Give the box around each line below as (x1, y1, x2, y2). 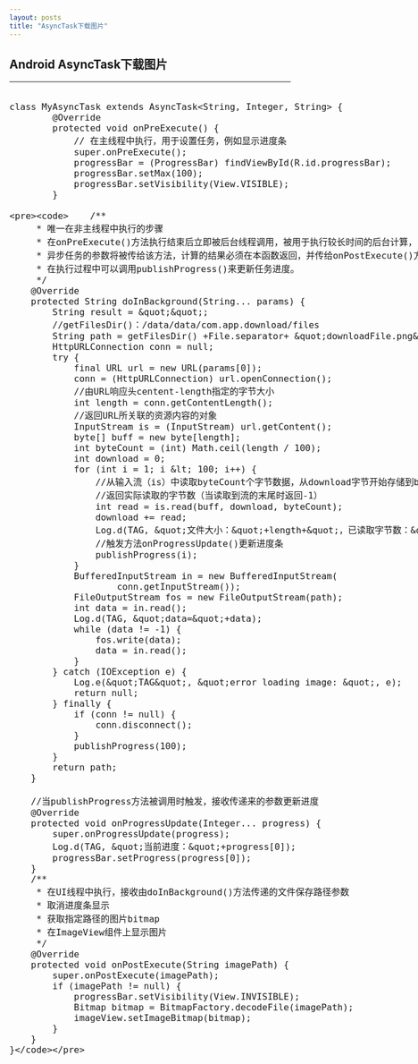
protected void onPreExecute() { (52, 123, 220, 134)
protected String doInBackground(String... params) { (30, 296, 305, 308)
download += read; (95, 512, 188, 523)
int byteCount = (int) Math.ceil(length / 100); (73, 442, 322, 455)
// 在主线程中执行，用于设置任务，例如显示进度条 (73, 135, 288, 148)
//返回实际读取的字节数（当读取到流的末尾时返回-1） (95, 489, 323, 502)
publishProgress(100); (73, 740, 188, 753)
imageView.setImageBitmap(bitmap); (73, 1012, 252, 1025)
